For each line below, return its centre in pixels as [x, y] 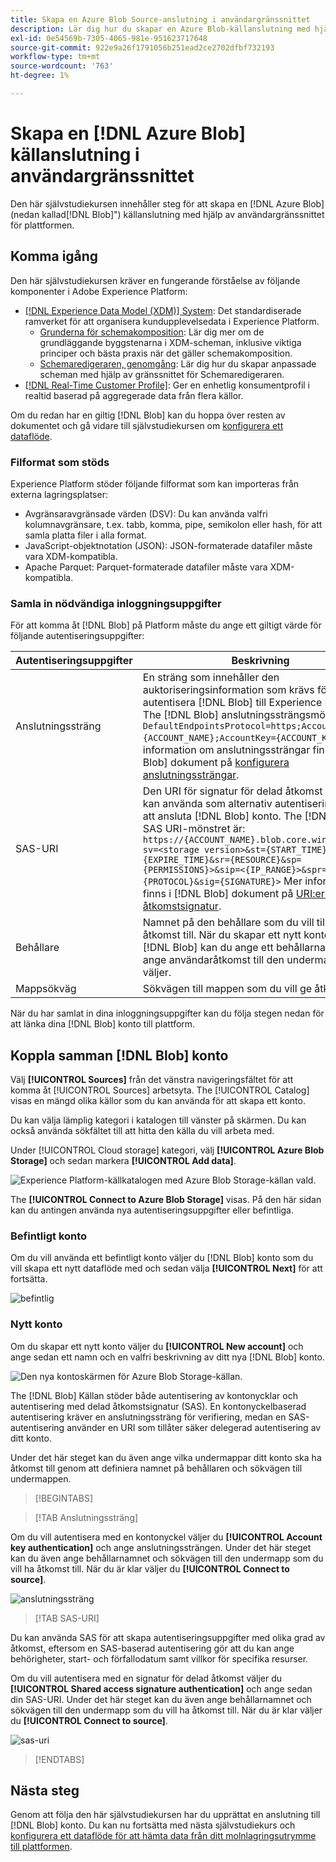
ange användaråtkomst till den [213, 960]
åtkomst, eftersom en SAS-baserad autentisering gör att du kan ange [152, 1648]
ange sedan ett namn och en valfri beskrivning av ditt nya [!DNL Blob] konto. [167, 1357]
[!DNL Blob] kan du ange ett [208, 948]
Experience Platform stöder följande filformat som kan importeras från [155, 483]
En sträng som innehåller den [211, 678]
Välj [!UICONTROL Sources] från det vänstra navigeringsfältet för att [152, 1080]
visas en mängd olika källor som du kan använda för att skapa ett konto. [158, 1101]
